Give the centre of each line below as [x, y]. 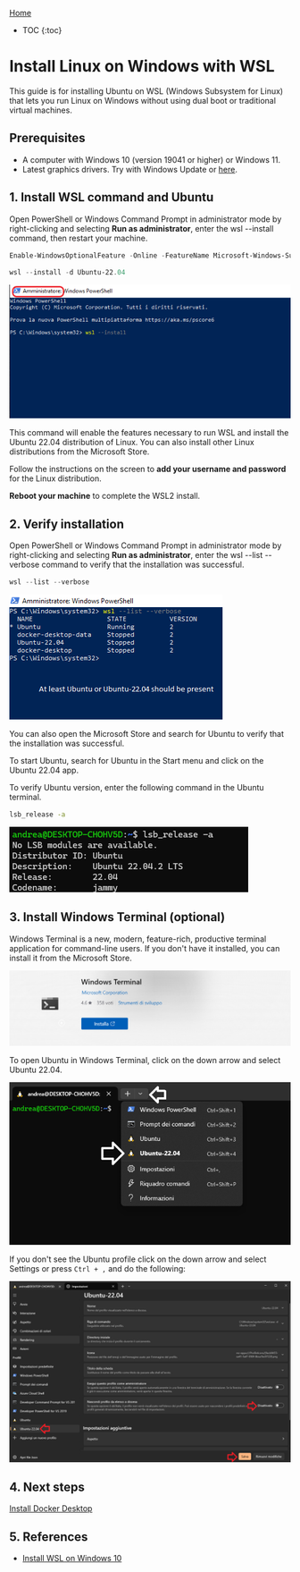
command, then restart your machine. [79, 238]
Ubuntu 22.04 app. [44, 770]
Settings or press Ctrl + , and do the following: [97, 1268]
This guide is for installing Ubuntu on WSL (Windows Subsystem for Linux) [146, 91]
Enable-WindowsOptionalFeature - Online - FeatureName [109, 255]
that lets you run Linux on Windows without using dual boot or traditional [143, 100]
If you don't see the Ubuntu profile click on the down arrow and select [138, 1259]
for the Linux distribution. [56, 478]
